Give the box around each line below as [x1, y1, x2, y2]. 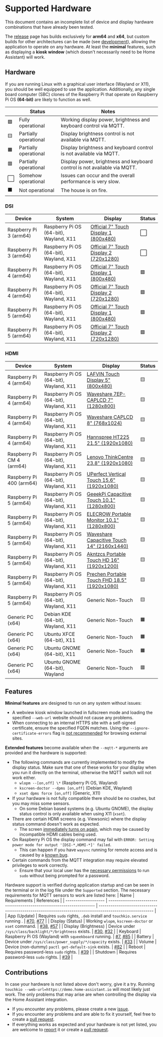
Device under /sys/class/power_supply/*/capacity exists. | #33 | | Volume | [5, 939, 157, 945]
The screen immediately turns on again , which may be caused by [19, 826, 150, 832]
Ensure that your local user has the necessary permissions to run [19, 868, 149, 874]
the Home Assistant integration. [5, 996, 68, 1002]
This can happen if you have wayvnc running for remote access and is [19, 847, 158, 853]
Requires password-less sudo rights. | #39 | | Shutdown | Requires [5, 949, 137, 955]
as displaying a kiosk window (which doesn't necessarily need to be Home [5, 49, 155, 55]
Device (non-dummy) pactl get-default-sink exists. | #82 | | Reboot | [5, 944, 146, 950]
